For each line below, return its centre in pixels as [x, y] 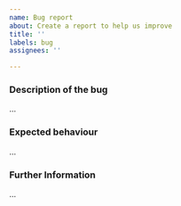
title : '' [28, 34]
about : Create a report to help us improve [91, 26]
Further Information [52, 175]
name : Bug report [41, 17]
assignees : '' [35, 51]
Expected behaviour [54, 132]
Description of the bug [59, 90]
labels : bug [31, 42]
